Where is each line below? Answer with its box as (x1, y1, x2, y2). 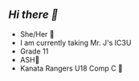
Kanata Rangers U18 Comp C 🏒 (19, 63, 123, 73)
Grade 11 (19, 46, 49, 56)
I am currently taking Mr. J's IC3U (19, 38, 132, 47)
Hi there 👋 (8, 8, 59, 22)
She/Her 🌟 (19, 29, 55, 38)
